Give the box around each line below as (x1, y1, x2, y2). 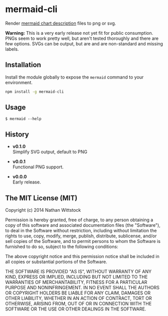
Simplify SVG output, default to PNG (12, 149, 88, 155)
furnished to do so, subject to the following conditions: (5, 243, 118, 250)
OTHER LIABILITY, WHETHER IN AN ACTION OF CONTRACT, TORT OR (5, 295, 152, 301)
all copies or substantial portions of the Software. (5, 259, 107, 265)
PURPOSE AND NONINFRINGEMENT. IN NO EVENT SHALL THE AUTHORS (5, 285, 160, 291)
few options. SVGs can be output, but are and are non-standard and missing (5, 40, 163, 46)
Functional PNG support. (12, 164, 64, 170)
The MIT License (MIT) (5, 194, 78, 202)
